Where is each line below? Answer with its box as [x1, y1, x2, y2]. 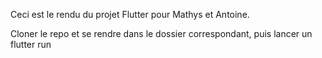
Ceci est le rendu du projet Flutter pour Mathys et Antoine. [10, 9, 250, 20]
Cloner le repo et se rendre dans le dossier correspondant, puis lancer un [10, 28, 313, 39]
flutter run [10, 39, 52, 50]
